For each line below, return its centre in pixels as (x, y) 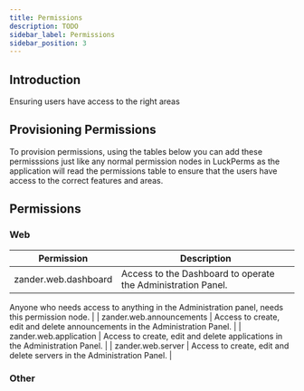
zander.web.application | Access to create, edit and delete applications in (146, 336)
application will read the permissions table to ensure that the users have (143, 171)
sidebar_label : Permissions (62, 34)
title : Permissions (46, 18)
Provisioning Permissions (83, 130)
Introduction (45, 79)
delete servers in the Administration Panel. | (91, 355)
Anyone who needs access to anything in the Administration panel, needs (146, 307)
